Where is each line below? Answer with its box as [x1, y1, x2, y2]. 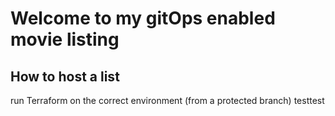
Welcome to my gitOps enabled [10, 7, 276, 30]
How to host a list [10, 68, 120, 85]
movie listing [10, 28, 120, 51]
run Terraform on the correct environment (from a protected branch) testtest [10, 95, 325, 106]
